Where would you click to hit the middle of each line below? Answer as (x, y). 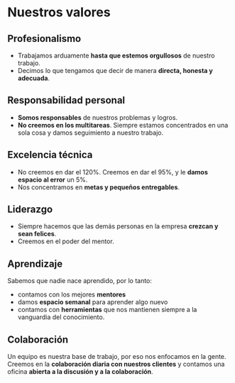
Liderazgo (30, 210)
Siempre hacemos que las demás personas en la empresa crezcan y (118, 226)
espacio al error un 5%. (53, 179)
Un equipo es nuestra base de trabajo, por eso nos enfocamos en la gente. (117, 357)
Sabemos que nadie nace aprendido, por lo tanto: (80, 281)
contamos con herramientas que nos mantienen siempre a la (107, 310)
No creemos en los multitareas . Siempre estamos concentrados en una (123, 125)
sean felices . (37, 234)
